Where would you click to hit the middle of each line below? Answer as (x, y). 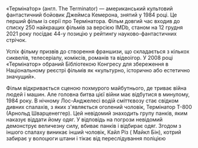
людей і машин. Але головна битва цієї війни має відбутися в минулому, (98, 94)
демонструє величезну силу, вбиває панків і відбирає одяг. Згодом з (94, 126)
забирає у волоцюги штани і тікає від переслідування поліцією (86, 138)
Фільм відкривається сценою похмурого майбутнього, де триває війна (96, 88)
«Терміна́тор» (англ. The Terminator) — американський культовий (90, 9)
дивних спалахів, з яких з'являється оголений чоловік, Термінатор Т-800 (99, 107)
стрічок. (16, 40)
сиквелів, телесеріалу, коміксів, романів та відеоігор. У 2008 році (90, 58)
